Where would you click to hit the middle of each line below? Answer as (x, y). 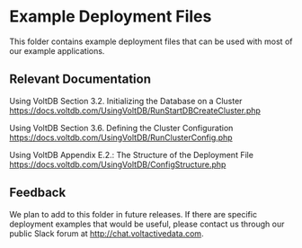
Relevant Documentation (80, 80)
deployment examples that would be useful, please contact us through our (147, 224)
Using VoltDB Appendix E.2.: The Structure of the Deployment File (132, 155)
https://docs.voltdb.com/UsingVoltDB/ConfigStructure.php (118, 164)
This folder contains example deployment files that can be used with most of (151, 41)
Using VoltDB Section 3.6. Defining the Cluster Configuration (121, 128)
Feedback (38, 193)
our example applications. (57, 50)
